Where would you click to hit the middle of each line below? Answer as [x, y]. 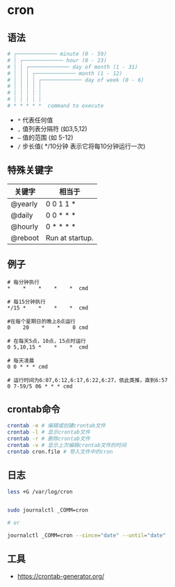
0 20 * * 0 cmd [48, 327]
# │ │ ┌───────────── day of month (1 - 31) [73, 67]
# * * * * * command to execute [56, 106]
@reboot [25, 238]
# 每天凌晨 [21, 360]
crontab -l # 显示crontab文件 [49, 432]
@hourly [25, 227]
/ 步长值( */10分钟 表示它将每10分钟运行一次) [81, 146]
